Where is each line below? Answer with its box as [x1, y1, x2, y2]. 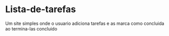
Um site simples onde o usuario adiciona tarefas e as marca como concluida [5, 20, 164, 26]
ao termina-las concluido [5, 25, 57, 31]
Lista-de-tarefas [5, 4, 76, 15]
